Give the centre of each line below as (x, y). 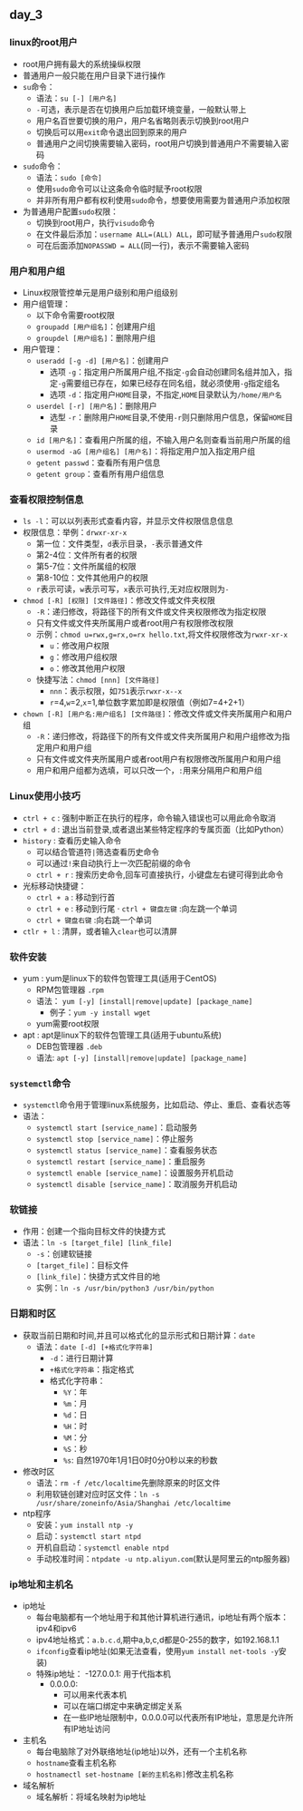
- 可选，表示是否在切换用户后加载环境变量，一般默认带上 (141, 109)
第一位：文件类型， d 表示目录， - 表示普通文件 (119, 544)
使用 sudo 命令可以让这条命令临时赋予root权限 (119, 189)
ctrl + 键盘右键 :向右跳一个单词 (94, 920)
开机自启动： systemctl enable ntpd (102, 1547)
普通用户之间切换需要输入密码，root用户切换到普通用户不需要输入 (158, 143)
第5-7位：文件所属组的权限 (86, 567)
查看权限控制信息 (47, 500)
